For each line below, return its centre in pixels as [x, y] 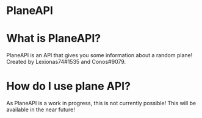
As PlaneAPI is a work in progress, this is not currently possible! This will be [101, 103]
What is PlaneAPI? [54, 39]
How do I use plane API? [69, 86]
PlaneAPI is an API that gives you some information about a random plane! [99, 55]
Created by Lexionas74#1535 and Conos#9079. [66, 62]
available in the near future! [41, 109]
